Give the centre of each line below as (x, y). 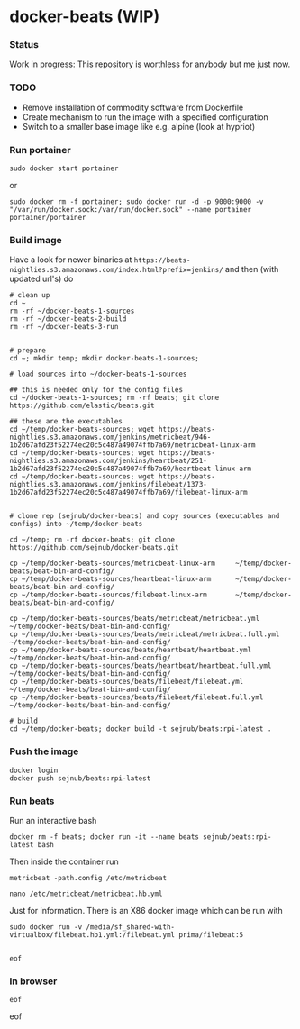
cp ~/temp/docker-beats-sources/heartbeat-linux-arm (110, 579)
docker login (34, 770)
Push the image (44, 751)
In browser (33, 981)
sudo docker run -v (46, 927)
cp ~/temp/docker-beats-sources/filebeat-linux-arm (108, 595)
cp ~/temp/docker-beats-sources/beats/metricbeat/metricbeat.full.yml (145, 634)
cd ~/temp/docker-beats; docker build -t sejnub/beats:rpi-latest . (141, 729)
